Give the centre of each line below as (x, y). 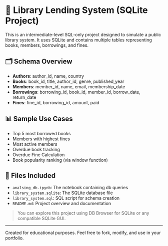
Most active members (35, 144)
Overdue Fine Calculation (38, 155)
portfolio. (14, 238)
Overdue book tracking (36, 149)
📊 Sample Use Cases (39, 119)
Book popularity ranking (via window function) (60, 160)
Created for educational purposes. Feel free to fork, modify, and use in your (83, 233)
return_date (24, 97)
